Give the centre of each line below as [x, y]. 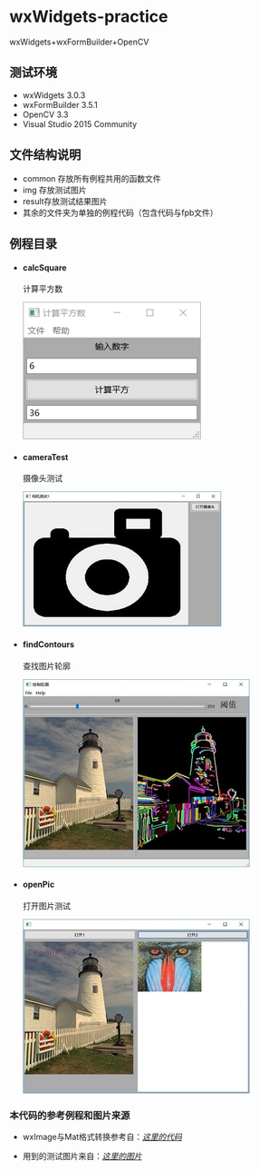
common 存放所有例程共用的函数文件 [91, 178]
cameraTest [45, 457]
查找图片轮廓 [46, 665]
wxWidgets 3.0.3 [54, 95]
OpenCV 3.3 [45, 114]
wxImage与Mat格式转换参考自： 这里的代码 [102, 1137]
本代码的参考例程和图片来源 [70, 1116]
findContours [48, 644]
